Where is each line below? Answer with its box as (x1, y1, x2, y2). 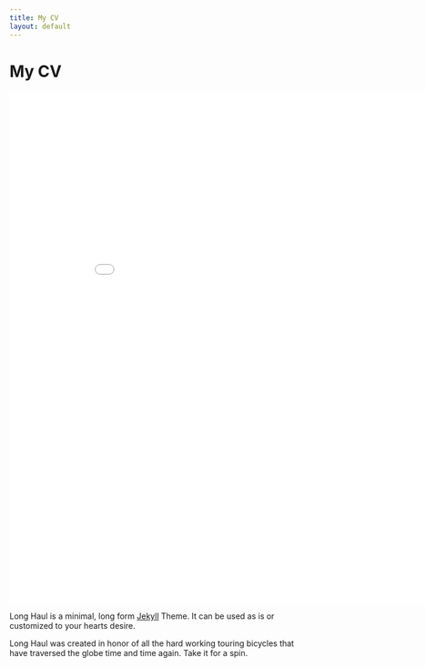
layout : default (9, 22, 71, 31)
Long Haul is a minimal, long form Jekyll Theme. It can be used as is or (9, 611, 275, 622)
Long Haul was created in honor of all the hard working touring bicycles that (9, 638, 294, 649)
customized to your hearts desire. (9, 621, 137, 632)
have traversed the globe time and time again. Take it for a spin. (9, 648, 248, 659)
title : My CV (9, 13, 59, 23)
